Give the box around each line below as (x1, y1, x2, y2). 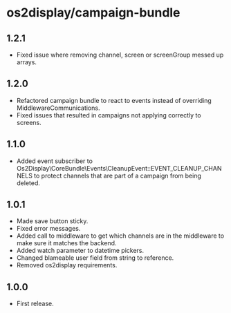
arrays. (16, 58, 37, 66)
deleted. (16, 178, 41, 187)
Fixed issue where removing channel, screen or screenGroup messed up (16, 50, 224, 59)
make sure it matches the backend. (16, 239, 117, 247)
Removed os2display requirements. (16, 261, 118, 269)
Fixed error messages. (16, 225, 81, 233)
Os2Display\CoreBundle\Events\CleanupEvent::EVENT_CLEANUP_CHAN (16, 164, 222, 172)
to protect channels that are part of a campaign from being (33, 171, 201, 180)
